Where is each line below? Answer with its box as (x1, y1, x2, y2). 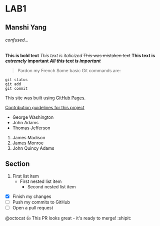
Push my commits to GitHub (12, 199, 70, 205)
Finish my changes (12, 193, 51, 199)
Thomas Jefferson (12, 125, 51, 131)
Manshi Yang (5, 23, 47, 32)
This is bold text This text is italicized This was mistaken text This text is (5, 52, 155, 58)
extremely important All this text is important (5, 58, 101, 64)
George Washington (12, 114, 54, 120)
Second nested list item (27, 183, 76, 189)
